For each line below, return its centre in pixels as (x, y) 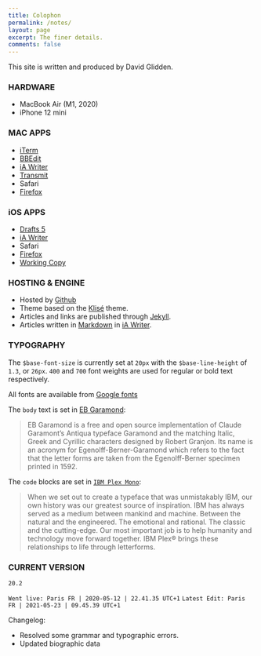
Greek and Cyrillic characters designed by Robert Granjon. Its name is (140, 441)
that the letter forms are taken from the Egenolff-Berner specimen (134, 458)
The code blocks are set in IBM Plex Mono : (75, 481)
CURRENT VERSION (47, 567)
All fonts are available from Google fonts (73, 394)
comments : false (34, 45)
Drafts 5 (32, 229)
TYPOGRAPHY (37, 345)
